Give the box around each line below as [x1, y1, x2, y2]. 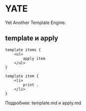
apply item [23, 56, 46, 61]
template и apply [5, 34, 59, 42]
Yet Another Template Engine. [5, 19, 66, 25]
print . [23, 82, 39, 87]
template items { [5, 47, 41, 52]
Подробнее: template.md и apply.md [5, 99, 82, 105]
